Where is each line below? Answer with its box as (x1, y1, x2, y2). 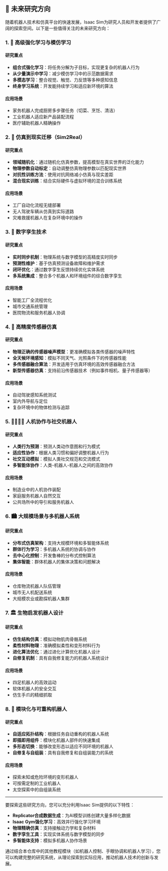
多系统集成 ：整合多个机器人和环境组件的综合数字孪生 (12, 272, 122, 278)
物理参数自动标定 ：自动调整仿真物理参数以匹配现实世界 (12, 165, 126, 171)
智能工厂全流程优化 (12, 297, 52, 303)
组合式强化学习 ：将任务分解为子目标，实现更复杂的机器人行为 (12, 64, 140, 70)
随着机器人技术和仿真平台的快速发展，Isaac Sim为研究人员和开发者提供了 (5, 19, 156, 25)
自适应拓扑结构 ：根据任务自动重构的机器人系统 (12, 731, 109, 737)
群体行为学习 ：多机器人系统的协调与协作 (12, 546, 96, 552)
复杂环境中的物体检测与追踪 (12, 404, 70, 410)
